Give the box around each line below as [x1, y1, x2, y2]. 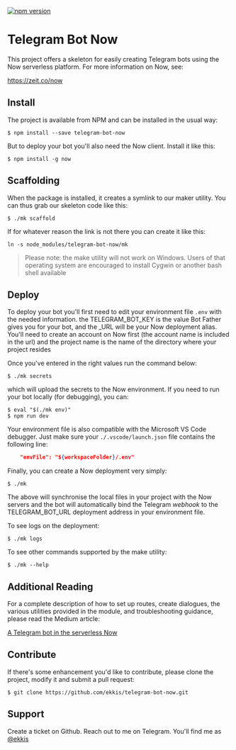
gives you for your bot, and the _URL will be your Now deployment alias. [7, 323, 218, 331]
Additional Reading [7, 581, 94, 593]
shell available [24, 268, 67, 276]
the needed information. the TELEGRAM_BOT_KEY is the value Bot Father [7, 315, 222, 324]
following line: [7, 440, 48, 449]
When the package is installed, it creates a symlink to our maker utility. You [7, 194, 226, 202]
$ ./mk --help [7, 561, 50, 569]
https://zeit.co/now [7, 76, 63, 84]
